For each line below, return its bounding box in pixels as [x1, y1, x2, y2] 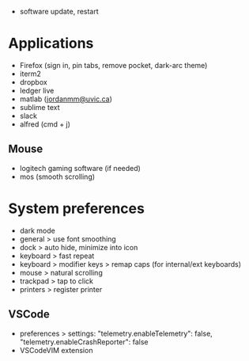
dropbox [19, 77, 47, 86]
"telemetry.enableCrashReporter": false [19, 336, 149, 347]
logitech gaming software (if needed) [19, 163, 141, 173]
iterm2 [19, 69, 42, 78]
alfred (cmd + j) [19, 119, 71, 129]
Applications [8, 35, 94, 52]
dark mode [19, 226, 55, 235]
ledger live [19, 85, 55, 95]
